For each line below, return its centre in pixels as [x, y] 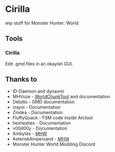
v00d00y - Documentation [40, 129]
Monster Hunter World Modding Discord [54, 144]
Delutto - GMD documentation [43, 102]
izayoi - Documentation [36, 107]
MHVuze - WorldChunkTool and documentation [61, 97]
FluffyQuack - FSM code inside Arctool [52, 118]
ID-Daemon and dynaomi [38, 91]
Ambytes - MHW [30, 134]
